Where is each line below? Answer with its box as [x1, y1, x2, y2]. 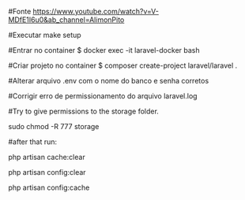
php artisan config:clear [8, 168, 86, 176]
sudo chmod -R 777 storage [8, 122, 100, 131]
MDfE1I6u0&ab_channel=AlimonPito [8, 15, 125, 24]
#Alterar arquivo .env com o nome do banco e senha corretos [8, 76, 209, 85]
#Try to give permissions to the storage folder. [8, 106, 160, 116]
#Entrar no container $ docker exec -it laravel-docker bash [8, 46, 200, 54]
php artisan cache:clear [8, 153, 85, 161]
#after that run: [8, 137, 58, 146]
